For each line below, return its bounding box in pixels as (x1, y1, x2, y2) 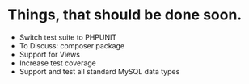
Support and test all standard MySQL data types (19, 66, 180, 76)
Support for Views (19, 49, 80, 59)
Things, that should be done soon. (7, 6, 243, 24)
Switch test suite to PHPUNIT (19, 32, 117, 42)
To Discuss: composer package (19, 40, 125, 50)
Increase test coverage (19, 58, 96, 68)
